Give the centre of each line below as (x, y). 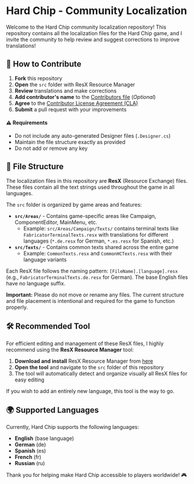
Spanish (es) (30, 451)
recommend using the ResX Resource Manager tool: (70, 349)
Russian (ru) (30, 463)
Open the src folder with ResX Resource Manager (75, 84)
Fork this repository (38, 78)
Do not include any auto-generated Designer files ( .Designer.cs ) (93, 135)
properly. (17, 307)
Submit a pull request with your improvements (71, 109)
